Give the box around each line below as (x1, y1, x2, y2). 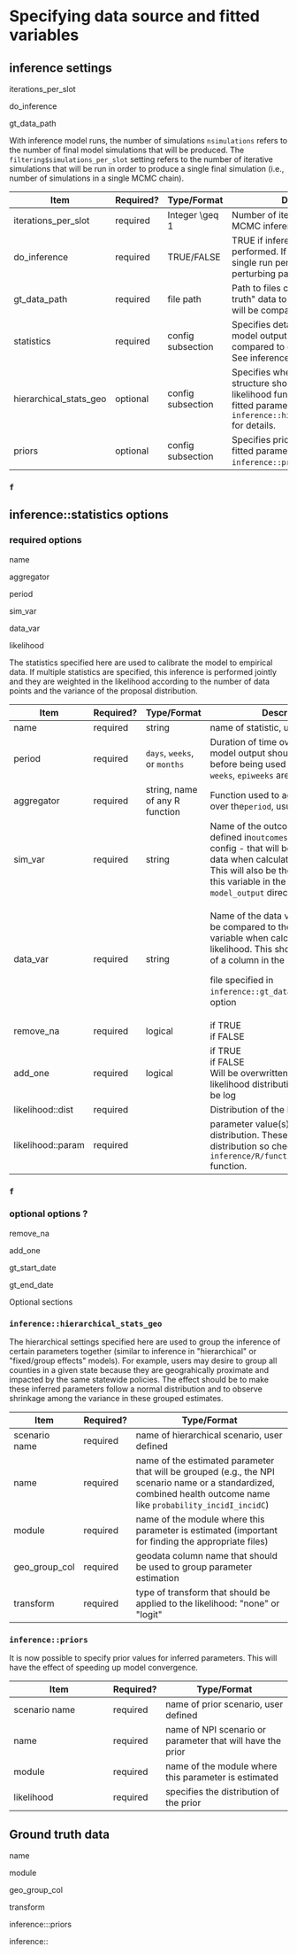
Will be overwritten (209, 1066, 289, 1079)
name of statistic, (209, 721, 282, 733)
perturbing (231, 268, 277, 280)
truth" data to (231, 293, 287, 305)
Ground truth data (9, 1826, 110, 1842)
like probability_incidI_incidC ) (135, 1499, 270, 1511)
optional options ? (9, 1207, 88, 1220)
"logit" (135, 1609, 163, 1621)
